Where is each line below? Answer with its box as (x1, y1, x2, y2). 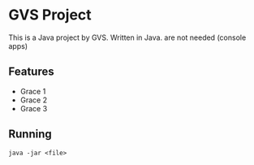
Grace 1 (19, 86, 46, 96)
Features (8, 65, 54, 79)
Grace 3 (19, 103, 48, 113)
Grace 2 (19, 95, 48, 105)
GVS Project (8, 6, 92, 24)
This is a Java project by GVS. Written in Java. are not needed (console (8, 33, 247, 42)
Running (8, 128, 53, 141)
